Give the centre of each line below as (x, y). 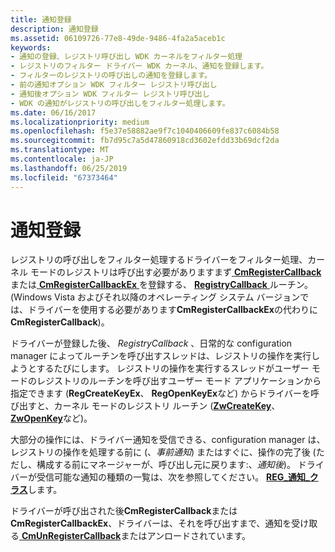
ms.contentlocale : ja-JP (62, 159)
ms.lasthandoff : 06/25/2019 (69, 168)
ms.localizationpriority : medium (80, 122)
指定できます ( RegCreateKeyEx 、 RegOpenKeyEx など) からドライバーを (160, 393)
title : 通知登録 (41, 19)
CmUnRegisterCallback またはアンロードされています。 (136, 536)
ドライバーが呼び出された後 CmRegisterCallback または (124, 511)
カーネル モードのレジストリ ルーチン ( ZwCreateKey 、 (167, 406)
